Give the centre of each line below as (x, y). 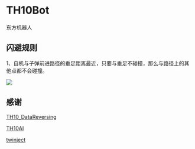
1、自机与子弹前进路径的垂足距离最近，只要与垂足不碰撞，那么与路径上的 (95, 63)
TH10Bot (28, 10)
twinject (16, 140)
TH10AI (15, 128)
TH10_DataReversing (32, 116)
